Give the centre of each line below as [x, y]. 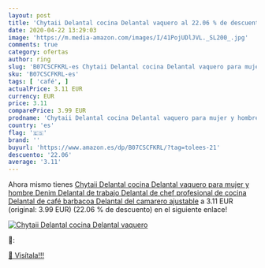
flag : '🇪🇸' [28, 132]
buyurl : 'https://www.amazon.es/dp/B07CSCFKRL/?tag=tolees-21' [114, 147]
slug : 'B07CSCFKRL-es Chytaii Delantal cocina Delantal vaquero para [125, 67]
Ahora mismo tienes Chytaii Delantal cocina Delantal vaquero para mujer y [129, 184]
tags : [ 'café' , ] [38, 81]
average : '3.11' [35, 162]
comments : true [33, 45]
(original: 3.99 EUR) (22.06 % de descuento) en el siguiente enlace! [118, 210]
